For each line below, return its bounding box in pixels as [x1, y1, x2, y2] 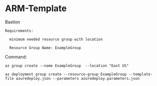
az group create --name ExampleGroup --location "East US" [5, 63, 129, 68]
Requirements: [5, 28, 34, 33]
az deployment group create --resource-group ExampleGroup [5, 71, 127, 77]
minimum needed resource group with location [9, 37, 103, 42]
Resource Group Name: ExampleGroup [9, 45, 81, 50]
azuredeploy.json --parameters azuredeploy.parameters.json [16, 76, 140, 81]
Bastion [5, 19, 20, 25]
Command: [5, 54, 27, 60]
